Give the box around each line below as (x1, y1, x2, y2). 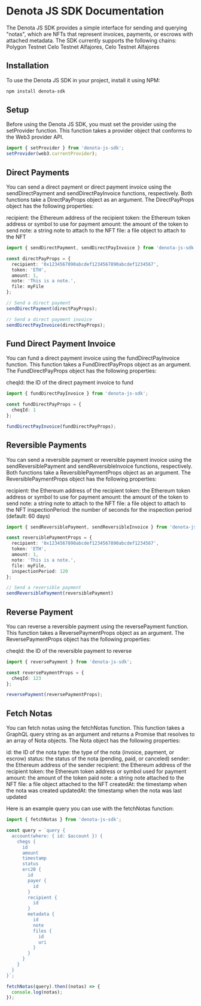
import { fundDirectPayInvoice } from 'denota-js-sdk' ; (6, 390, 148, 397)
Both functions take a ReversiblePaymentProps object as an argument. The (6, 468, 191, 476)
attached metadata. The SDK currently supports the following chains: (6, 37, 177, 44)
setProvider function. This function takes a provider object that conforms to (6, 127, 193, 135)
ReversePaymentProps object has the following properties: (6, 635, 151, 643)
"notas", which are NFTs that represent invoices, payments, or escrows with (6, 30, 193, 37)
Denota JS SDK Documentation (6, 4, 165, 18)
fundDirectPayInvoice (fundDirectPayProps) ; (6, 423, 117, 429)
